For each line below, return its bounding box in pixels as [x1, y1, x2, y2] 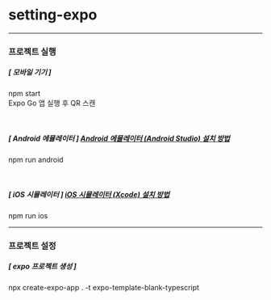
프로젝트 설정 [8, 240, 56, 251]
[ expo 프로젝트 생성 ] [8, 261, 77, 272]
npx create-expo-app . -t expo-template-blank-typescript [8, 282, 200, 292]
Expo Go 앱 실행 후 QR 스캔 [8, 98, 96, 108]
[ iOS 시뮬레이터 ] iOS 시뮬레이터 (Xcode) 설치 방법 [8, 190, 170, 200]
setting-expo [8, 6, 98, 24]
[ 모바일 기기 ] [8, 67, 52, 78]
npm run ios [8, 210, 48, 220]
